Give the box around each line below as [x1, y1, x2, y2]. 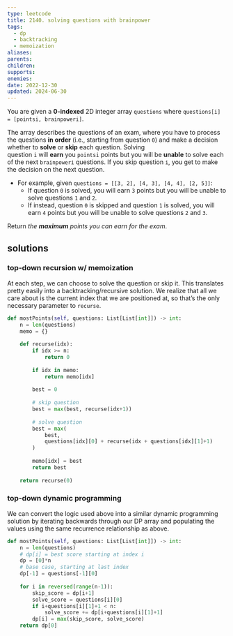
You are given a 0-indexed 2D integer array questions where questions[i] [7, 108, 221, 116]
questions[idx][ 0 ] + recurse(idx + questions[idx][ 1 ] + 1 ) [44, 438, 214, 445]
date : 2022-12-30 [7, 82, 58, 89]
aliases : [7, 50, 33, 57]
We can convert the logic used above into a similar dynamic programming [7, 509, 218, 517]
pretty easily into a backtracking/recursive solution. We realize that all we [7, 286, 217, 295]
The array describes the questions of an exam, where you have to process [7, 128, 220, 137]
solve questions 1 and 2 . [27, 193, 97, 202]
